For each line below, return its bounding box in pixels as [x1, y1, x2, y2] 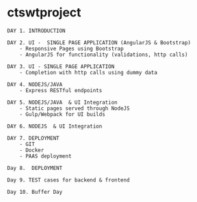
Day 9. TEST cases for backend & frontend [7, 176, 130, 184]
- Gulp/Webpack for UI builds [19, 111, 106, 117]
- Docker [19, 147, 44, 154]
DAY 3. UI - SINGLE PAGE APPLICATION [7, 63, 115, 70]
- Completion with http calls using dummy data [19, 69, 157, 76]
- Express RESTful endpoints [19, 87, 103, 93]
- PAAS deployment [19, 152, 72, 160]
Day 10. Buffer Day [7, 188, 63, 195]
